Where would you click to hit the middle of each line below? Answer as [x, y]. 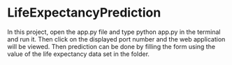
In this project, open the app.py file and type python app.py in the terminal [114, 32]
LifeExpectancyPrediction [84, 13]
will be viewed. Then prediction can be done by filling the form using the [111, 46]
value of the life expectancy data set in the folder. [79, 54]
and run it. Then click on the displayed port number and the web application [116, 39]
